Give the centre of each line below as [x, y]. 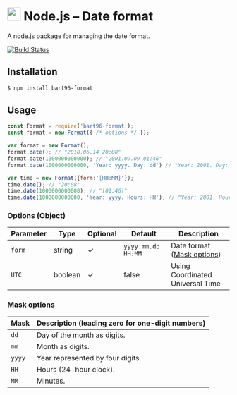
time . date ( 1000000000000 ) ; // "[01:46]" [68, 191]
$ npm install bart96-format [50, 88]
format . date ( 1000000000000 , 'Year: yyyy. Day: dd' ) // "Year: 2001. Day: [118, 165]
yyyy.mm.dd [141, 247]
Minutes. [51, 381]
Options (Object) [36, 216]
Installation [32, 72]
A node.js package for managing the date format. [79, 36]
